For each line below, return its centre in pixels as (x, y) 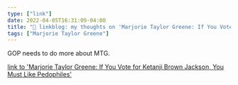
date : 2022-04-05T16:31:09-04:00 (57, 20)
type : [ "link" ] (30, 14)
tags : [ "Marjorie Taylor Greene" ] (58, 33)
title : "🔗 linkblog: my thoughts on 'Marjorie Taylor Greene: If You (112, 27)
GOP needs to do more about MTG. (59, 53)
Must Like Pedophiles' (40, 74)
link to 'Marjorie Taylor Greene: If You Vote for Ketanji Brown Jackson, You (116, 67)
